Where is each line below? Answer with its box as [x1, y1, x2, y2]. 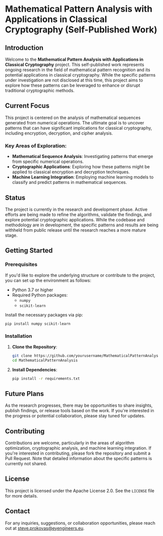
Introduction [5, 43, 44, 52]
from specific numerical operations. [12, 159, 84, 164]
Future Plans [5, 389, 44, 398]
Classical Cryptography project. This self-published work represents [5, 62, 145, 67]
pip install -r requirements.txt [12, 376, 80, 381]
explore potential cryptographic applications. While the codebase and [5, 217, 145, 222]
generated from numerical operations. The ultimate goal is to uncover [5, 119, 145, 125]
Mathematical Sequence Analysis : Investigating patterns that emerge [12, 154, 153, 159]
